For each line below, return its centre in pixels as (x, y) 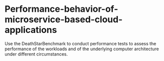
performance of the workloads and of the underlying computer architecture (82, 49)
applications (31, 30)
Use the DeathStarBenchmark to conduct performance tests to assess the (81, 43)
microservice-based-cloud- (64, 19)
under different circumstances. (36, 54)
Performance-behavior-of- (61, 9)
